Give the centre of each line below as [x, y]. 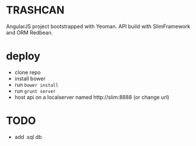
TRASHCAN [35, 10]
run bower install [36, 85]
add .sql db [28, 137]
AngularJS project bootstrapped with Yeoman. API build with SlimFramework [98, 26]
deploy [23, 56]
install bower [30, 78]
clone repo [27, 72]
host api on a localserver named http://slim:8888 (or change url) [92, 97]
